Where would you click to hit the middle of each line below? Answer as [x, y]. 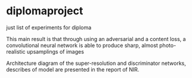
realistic [16, 51]
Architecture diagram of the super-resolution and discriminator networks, [96, 63]
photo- [168, 45]
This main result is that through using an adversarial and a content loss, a [96, 39]
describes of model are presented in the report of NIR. [73, 69]
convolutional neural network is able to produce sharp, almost [82, 45]
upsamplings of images [55, 51]
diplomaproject [45, 11]
